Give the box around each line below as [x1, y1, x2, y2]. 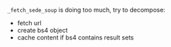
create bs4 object [17, 27, 68, 34]
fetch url [17, 19, 42, 27]
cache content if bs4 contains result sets [17, 33, 134, 42]
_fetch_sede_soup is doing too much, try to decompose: [7, 6, 165, 14]
